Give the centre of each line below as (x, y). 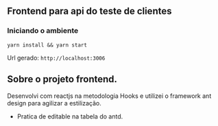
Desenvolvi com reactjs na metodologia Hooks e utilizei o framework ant (109, 96)
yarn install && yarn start (47, 45)
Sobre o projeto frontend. (62, 79)
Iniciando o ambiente (43, 31)
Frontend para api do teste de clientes (89, 11)
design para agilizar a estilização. (54, 103)
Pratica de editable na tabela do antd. (70, 116)
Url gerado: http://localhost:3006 (56, 58)
